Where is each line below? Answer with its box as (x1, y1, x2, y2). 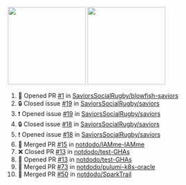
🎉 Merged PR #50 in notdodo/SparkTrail (17, 170, 132, 178)
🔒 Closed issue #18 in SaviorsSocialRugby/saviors (17, 120, 160, 128)
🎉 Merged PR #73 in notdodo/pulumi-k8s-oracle (17, 163, 156, 171)
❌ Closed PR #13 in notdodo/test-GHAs (17, 148, 130, 155)
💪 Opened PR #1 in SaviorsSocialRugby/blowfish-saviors (17, 92, 179, 99)
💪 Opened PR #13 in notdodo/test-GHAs (17, 155, 132, 164)
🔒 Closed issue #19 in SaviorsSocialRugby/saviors (17, 99, 160, 107)
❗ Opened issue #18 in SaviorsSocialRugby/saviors (17, 130, 161, 138)
